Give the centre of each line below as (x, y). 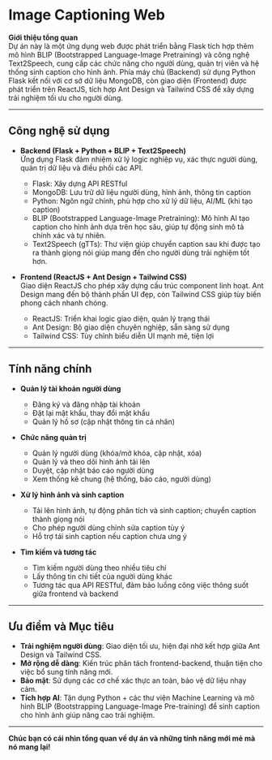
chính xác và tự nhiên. (69, 235)
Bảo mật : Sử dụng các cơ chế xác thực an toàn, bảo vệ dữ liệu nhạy (133, 680)
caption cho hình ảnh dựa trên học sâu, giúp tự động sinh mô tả (138, 227)
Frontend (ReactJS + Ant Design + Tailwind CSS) (104, 277)
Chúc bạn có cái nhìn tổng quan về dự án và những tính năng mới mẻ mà (132, 738)
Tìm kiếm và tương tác (58, 552)
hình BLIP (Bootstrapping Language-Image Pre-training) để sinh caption (140, 706)
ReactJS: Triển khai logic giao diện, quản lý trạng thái (121, 318)
